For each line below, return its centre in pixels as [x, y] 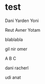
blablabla [14, 39]
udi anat [13, 77]
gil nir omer [16, 49]
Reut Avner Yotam [23, 30]
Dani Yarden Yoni [22, 21]
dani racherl [17, 68]
